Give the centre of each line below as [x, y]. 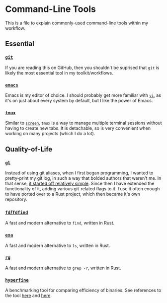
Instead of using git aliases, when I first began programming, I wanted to [79, 173]
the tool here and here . [29, 296]
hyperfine [17, 280]
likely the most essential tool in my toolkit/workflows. [59, 73]
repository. [16, 199]
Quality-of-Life [29, 149]
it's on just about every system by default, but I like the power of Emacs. [79, 100]
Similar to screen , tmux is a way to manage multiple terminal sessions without [83, 123]
